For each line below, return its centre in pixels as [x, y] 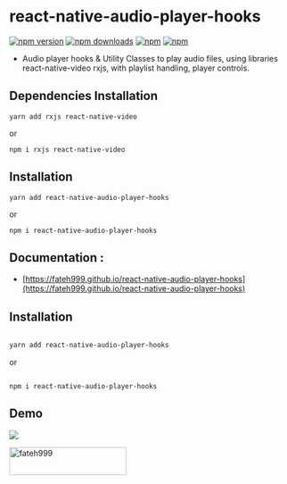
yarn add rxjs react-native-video [74, 117]
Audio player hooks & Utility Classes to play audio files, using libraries [150, 58]
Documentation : [57, 258]
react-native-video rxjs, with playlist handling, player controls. [135, 68]
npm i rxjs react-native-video [67, 149]
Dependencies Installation [84, 96]
